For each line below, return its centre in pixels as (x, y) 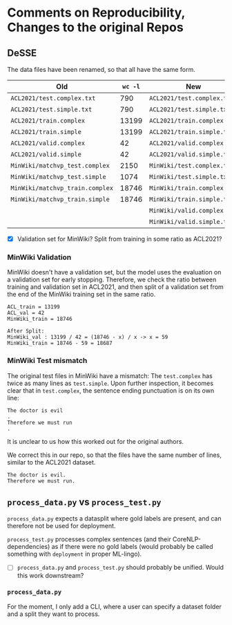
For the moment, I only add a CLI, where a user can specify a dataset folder (115, 606)
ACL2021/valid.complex (48, 143)
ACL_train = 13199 (33, 307)
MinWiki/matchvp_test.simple (58, 177)
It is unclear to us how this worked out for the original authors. (96, 441)
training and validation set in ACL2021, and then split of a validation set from (116, 287)
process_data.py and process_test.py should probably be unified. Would (120, 568)
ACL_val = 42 (26, 313)
